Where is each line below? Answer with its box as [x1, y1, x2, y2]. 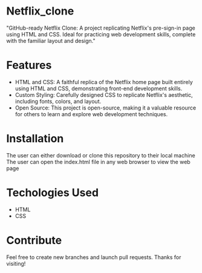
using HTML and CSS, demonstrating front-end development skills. [15, 85, 183, 92]
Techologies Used [6, 186, 99, 199]
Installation [6, 132, 64, 146]
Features [6, 59, 52, 72]
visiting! [6, 260, 26, 267]
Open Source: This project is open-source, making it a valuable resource [15, 104, 197, 111]
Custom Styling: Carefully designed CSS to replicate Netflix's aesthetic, [15, 91, 194, 98]
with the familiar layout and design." [6, 37, 96, 44]
